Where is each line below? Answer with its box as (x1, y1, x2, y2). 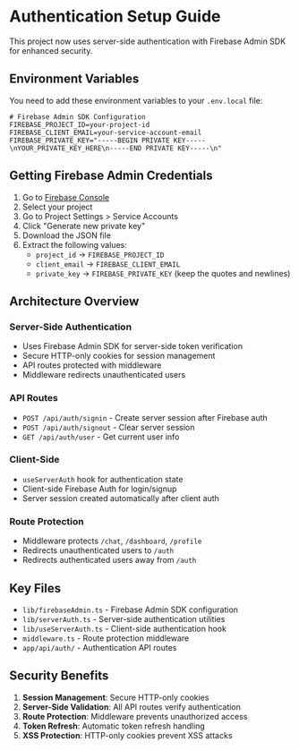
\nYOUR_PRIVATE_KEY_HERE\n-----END (9, 143, 142, 153)
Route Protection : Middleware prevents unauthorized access (21, 711, 248, 721)
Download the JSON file (21, 230, 112, 241)
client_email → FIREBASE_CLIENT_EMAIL (35, 258, 181, 269)
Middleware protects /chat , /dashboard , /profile (21, 535, 202, 547)
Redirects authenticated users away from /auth (21, 555, 197, 566)
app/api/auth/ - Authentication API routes (21, 642, 177, 652)
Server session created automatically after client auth (21, 492, 219, 503)
